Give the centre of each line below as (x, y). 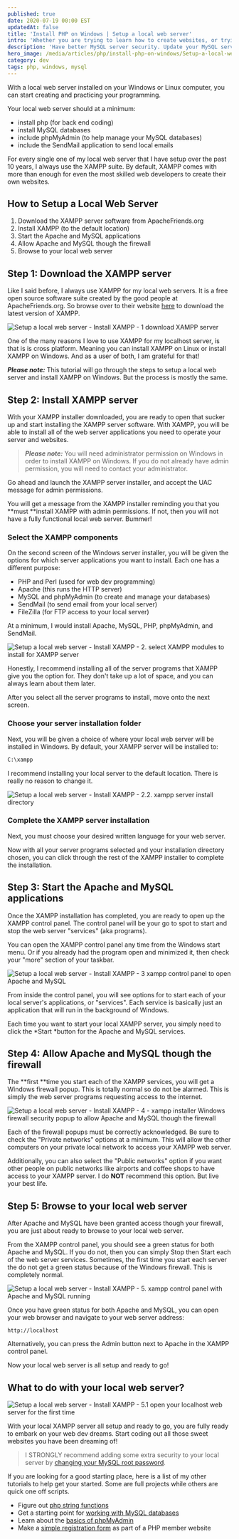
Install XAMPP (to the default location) (74, 229)
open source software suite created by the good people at (92, 298)
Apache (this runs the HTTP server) (70, 589)
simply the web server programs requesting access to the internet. (105, 1097)
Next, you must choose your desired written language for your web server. (117, 836)
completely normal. (36, 1275)
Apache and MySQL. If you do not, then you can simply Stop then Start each (119, 1252)
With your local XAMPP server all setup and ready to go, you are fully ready (118, 1426)
